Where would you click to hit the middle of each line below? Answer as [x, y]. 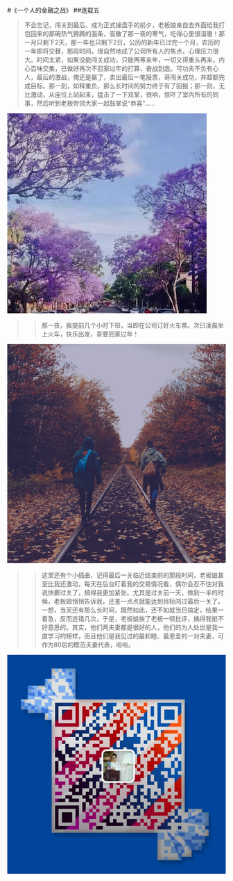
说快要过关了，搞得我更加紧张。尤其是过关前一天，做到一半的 [130, 592]
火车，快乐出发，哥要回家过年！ [93, 334]
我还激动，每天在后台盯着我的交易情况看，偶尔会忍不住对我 [139, 584]
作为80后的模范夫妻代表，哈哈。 [88, 645]
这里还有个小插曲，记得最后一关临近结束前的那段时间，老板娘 [130, 575]
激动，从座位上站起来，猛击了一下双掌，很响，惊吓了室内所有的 [121, 95]
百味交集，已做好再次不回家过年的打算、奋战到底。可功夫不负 [118, 68]
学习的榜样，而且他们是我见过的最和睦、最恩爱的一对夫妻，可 [136, 636]
